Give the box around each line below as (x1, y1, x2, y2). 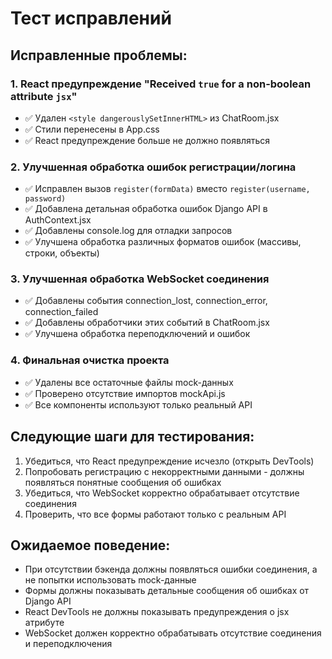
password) (24, 194, 67, 204)
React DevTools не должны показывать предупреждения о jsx (24, 606, 290, 618)
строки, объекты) (24, 247, 100, 259)
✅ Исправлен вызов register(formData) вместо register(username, (24, 183, 311, 195)
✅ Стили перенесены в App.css (24, 123, 160, 135)
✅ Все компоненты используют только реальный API (24, 398, 253, 411)
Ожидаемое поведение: (10, 537, 171, 554)
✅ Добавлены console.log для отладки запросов (24, 225, 233, 237)
